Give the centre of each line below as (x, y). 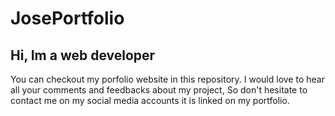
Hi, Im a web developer (83, 55)
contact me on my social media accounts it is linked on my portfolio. (150, 100)
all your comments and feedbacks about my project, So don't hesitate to (159, 90)
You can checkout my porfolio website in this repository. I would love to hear (167, 79)
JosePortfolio (67, 18)
